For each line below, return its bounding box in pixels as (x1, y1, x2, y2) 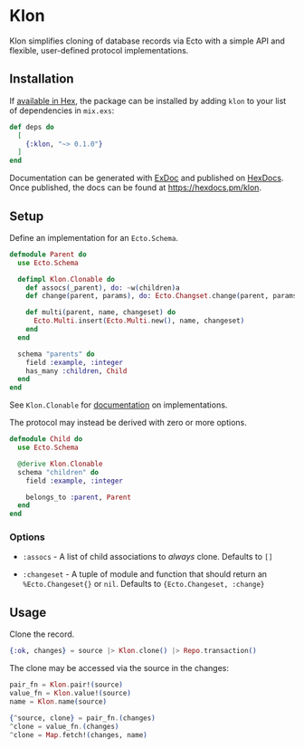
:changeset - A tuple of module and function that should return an (22, 569, 268, 580)
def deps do (9, 122, 54, 131)
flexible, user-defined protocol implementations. (9, 44, 189, 55)
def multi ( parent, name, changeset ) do (25, 308, 176, 317)
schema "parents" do (17, 350, 95, 359)
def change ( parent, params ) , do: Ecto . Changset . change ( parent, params (25, 292, 298, 301)
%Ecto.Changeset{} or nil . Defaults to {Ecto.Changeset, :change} (22, 579, 265, 590)
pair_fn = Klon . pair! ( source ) (9, 680, 124, 689)
